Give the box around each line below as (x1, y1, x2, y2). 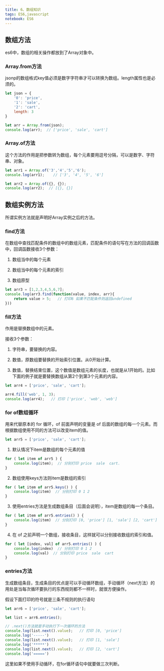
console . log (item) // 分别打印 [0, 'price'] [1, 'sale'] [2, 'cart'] (14, 518, 158, 523)
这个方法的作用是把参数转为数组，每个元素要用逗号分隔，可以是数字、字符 (5, 152, 155, 157)
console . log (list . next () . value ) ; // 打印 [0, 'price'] (5, 628, 122, 633)
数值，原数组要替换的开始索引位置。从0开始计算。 (12, 357, 114, 363)
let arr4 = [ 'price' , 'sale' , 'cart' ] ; (5, 383, 86, 388)
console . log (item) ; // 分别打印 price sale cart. (14, 461, 121, 466)
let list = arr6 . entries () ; (5, 615, 62, 620)
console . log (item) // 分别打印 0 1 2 (14, 489, 90, 494)
